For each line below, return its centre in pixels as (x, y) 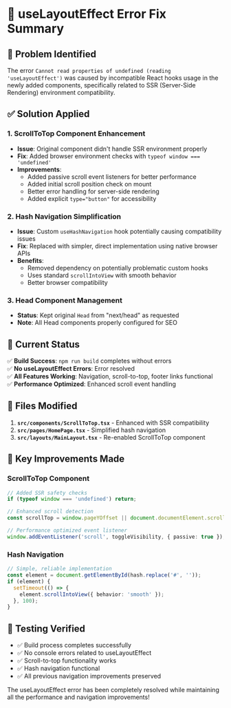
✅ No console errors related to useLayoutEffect (84, 653)
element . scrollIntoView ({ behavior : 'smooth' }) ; (92, 594)
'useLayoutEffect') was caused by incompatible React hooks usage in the (113, 78)
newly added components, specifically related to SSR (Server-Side (101, 85)
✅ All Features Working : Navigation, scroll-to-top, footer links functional (110, 376)
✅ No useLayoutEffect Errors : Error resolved (71, 369)
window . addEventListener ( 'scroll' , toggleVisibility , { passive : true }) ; (117, 537)
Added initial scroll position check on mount (89, 184)
